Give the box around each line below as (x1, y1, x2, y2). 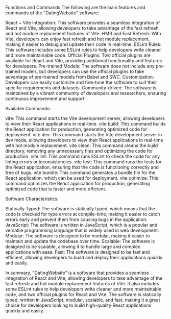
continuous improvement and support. (5, 95, 86, 102)
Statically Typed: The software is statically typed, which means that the (5, 206, 156, 211)
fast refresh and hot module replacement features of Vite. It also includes (5, 281, 159, 286)
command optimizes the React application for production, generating (5, 181, 150, 186)
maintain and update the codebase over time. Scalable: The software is (5, 238, 155, 244)
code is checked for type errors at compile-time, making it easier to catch (5, 211, 160, 217)
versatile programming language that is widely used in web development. (5, 227, 159, 233)
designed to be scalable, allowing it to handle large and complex (5, 243, 140, 250)
